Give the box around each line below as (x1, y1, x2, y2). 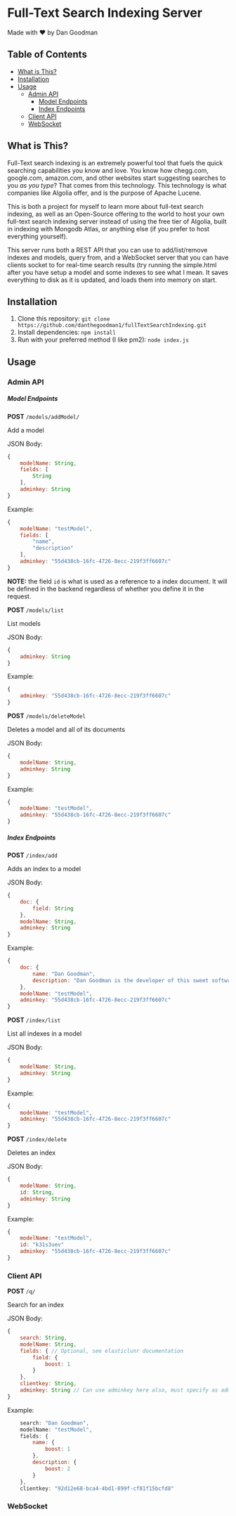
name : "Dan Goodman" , (32, 970, 96, 977)
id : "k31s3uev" (20, 1241, 65, 1249)
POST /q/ (7, 1287, 36, 1295)
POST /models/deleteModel (7, 712, 86, 720)
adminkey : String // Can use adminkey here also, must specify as (20, 1387, 218, 1394)
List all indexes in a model (7, 1029, 82, 1038)
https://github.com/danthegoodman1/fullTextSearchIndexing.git (17, 322, 207, 329)
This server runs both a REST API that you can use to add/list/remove (7, 245, 208, 254)
